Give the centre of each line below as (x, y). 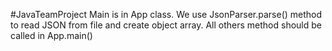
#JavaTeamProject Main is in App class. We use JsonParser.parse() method (166, 14)
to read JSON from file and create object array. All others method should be (166, 25)
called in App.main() (51, 35)
